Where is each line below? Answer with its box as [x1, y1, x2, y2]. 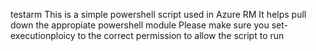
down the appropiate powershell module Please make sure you [10, 19, 270, 31]
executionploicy [10, 30, 76, 41]
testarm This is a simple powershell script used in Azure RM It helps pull [10, 9, 307, 20]
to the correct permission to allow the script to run [77, 30, 285, 41]
